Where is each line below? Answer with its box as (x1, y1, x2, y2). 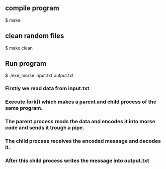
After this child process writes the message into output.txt (5, 157, 149, 164)
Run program (5, 59, 46, 68)
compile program (5, 4, 60, 12)
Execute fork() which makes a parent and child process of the (5, 98, 157, 105)
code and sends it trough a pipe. (5, 124, 84, 131)
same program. (5, 105, 43, 112)
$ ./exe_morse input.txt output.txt (5, 72, 74, 79)
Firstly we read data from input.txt (5, 85, 89, 92)
